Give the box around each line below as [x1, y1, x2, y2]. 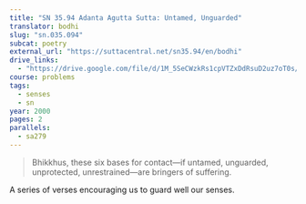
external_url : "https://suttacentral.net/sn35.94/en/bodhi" [9, 47, 243, 56]
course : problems [9, 73, 76, 82]
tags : [9, 81, 30, 90]
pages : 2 [9, 115, 43, 124]
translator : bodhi [9, 22, 79, 31]
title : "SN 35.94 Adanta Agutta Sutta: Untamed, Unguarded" [9, 13, 243, 23]
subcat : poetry [9, 38, 67, 48]
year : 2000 [9, 107, 51, 116]
